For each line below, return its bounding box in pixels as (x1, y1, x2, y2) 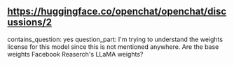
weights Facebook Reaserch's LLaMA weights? (7, 50, 144, 58)
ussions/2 (7, 17, 53, 29)
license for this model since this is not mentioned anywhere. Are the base (7, 42, 219, 51)
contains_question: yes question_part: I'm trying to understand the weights (7, 35, 223, 43)
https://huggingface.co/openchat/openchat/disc (7, 6, 227, 17)
